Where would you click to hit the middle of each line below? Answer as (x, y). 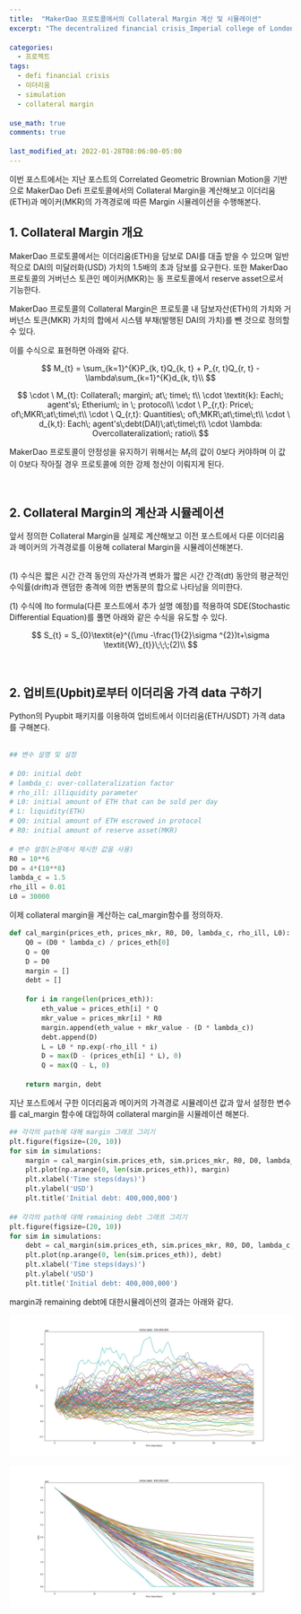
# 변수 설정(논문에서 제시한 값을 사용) (72, 849)
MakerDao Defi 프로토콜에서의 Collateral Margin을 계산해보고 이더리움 (150, 190)
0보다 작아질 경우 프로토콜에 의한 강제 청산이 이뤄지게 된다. (121, 464)
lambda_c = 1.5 (38, 878)
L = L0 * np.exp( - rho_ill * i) (100, 1047)
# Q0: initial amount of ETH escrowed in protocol (106, 821)
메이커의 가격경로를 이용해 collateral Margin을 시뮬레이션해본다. (131, 547)
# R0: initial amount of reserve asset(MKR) (94, 831)
